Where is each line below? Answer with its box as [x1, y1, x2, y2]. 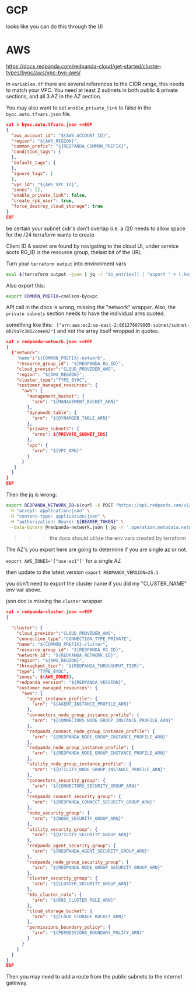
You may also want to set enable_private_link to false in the [6, 104, 152, 111]
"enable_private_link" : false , [11, 193, 87, 199]
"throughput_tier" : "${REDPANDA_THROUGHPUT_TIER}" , [16, 663, 145, 669]
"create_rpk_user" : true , [11, 198, 75, 204]
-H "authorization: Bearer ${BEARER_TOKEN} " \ [8, 519, 124, 525]
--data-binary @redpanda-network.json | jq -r [8, 524, 124, 530]
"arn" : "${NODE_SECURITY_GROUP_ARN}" [32, 815, 124, 822]
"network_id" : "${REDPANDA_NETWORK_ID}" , [16, 652, 118, 658]
